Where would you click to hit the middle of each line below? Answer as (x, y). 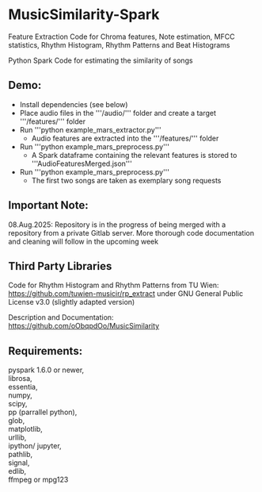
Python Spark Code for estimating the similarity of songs (101, 60)
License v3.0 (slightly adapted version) (72, 302)
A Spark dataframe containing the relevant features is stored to (134, 155)
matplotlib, (26, 429)
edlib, (17, 471)
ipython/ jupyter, (35, 446)
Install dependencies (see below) (74, 104)
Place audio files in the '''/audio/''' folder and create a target (118, 113)
